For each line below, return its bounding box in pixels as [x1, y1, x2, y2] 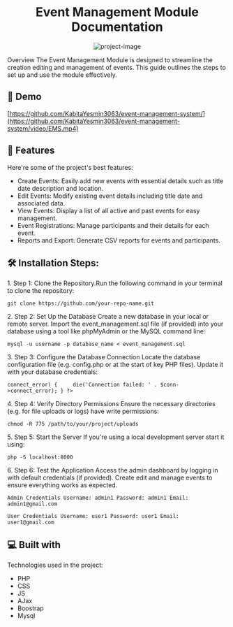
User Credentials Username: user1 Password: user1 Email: [7, 513, 179, 520]
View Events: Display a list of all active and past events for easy [17, 206, 200, 215]
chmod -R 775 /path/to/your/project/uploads [7, 421, 139, 428]
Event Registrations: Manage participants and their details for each [17, 221, 209, 229]
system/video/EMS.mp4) [7, 124, 79, 133]
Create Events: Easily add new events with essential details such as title [17, 176, 224, 185]
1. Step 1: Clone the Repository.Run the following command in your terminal [7, 279, 223, 287]
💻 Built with [7, 539, 61, 551]
